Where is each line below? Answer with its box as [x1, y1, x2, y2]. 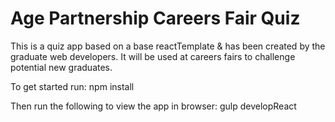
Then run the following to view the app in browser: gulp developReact [10, 100, 297, 112]
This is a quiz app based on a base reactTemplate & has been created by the [10, 40, 326, 52]
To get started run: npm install [10, 80, 135, 92]
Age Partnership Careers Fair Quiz [10, 7, 301, 30]
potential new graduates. [10, 61, 113, 73]
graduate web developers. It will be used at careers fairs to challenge [10, 50, 296, 62]
